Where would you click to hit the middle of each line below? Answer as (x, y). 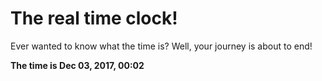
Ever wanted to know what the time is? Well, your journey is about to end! (161, 46)
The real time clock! (94, 18)
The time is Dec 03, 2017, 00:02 (77, 65)
